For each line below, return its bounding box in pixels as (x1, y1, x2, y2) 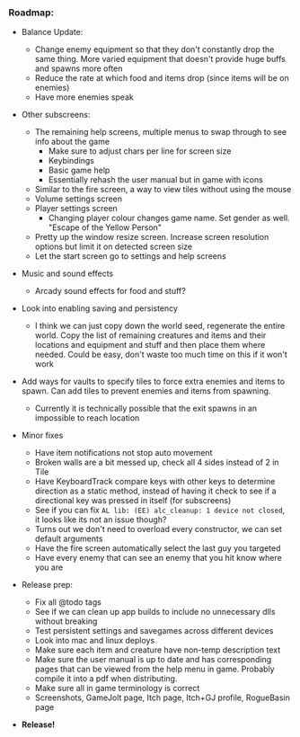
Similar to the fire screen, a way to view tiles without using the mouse (34, 184, 292, 195)
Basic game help (48, 164, 110, 176)
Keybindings (48, 155, 95, 166)
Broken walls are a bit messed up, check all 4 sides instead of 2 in (34, 457, 279, 468)
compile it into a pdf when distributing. (34, 673, 178, 684)
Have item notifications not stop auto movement (34, 448, 213, 458)
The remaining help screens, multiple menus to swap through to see (34, 127, 287, 138)
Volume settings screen (34, 193, 123, 204)
